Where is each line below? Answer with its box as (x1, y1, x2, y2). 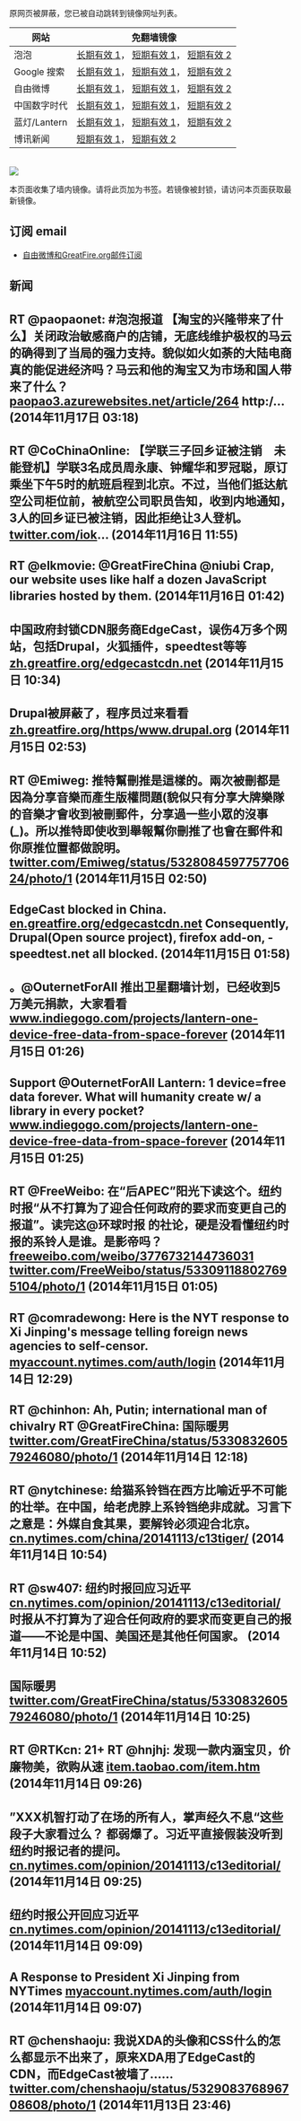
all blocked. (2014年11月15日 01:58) (92, 946, 291, 961)
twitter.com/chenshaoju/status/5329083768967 (9, 2082, 289, 2097)
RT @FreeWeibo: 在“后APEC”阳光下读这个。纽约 (9, 1184, 282, 1199)
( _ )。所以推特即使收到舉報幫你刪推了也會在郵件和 (9, 823, 283, 838)
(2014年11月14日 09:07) (9, 2000, 142, 2015)
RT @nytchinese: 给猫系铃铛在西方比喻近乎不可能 (9, 1483, 288, 1498)
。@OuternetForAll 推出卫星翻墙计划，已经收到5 (9, 979, 281, 995)
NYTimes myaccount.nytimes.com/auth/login (9, 1983, 272, 1999)
